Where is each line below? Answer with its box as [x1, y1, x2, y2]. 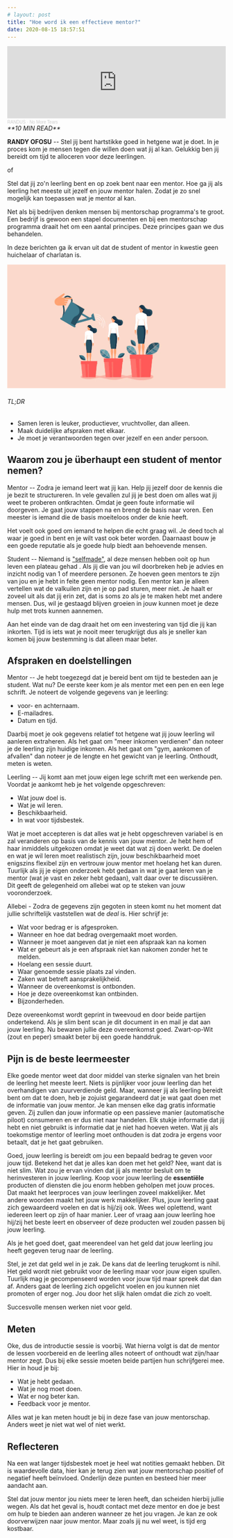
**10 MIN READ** [7, 124, 61, 132]
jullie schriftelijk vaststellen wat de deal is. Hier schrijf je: [7, 909, 169, 918]
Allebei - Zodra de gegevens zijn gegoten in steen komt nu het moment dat [7, 902, 222, 911]
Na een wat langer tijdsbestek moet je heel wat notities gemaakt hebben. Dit [7, 1459, 225, 1467]
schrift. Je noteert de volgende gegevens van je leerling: [7, 688, 169, 696]
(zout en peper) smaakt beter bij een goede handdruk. [7, 1033, 162, 1041]
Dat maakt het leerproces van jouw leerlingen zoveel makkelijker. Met [7, 1188, 206, 1197]
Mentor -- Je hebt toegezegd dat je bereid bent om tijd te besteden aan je [7, 673, 218, 682]
